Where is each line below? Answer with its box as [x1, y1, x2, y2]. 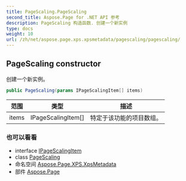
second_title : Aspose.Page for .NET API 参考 [6, 14, 120, 20]
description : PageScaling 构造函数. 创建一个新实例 [6, 20, 128, 26]
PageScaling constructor [6, 59, 102, 69]
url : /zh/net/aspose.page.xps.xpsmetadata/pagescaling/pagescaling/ [6, 37, 181, 43]
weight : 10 [6, 31, 33, 37]
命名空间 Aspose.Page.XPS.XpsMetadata [14, 160, 117, 168]
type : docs [6, 25, 33, 32]
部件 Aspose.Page [14, 168, 60, 175]
